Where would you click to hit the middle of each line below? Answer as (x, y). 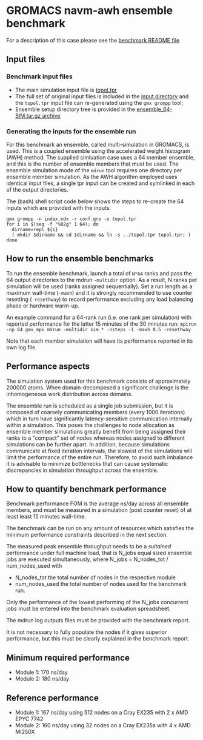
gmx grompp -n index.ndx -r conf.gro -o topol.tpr (72, 219)
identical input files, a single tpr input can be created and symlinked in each (101, 183)
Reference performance (52, 698)
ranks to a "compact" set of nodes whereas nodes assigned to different (95, 438)
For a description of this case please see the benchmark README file (93, 40)
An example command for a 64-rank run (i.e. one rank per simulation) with (99, 317)
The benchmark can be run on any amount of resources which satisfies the (100, 528)
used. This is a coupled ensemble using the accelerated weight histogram (98, 151)
